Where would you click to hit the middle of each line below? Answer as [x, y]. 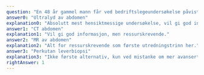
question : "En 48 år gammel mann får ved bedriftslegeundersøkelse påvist [103, 12]
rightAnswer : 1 [25, 62]
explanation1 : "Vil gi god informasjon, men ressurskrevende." [88, 34]
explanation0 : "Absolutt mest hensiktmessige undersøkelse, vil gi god [99, 23]
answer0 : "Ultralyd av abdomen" [47, 18]
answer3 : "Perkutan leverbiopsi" [49, 51]
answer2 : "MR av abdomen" [39, 40]
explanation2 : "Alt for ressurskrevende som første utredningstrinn [95, 46]
